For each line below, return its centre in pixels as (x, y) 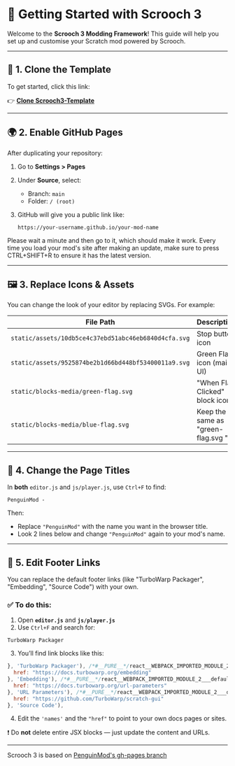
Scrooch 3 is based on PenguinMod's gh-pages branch (87, 756)
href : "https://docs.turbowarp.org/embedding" (83, 673)
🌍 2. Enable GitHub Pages (65, 133)
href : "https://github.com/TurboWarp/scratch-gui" (89, 699)
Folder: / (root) (51, 201)
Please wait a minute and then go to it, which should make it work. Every (112, 240)
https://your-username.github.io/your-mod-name (88, 227)
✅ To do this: (29, 604)
